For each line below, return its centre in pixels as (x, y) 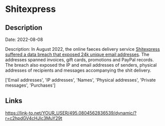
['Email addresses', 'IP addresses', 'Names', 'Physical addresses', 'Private (81, 80)
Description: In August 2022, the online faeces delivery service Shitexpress (83, 49)
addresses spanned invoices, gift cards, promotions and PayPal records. (80, 60)
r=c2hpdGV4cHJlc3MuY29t (34, 118)
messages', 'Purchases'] (30, 85)
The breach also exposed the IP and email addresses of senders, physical (81, 65)
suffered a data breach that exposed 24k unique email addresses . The (77, 54)
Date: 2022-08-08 (24, 39)
